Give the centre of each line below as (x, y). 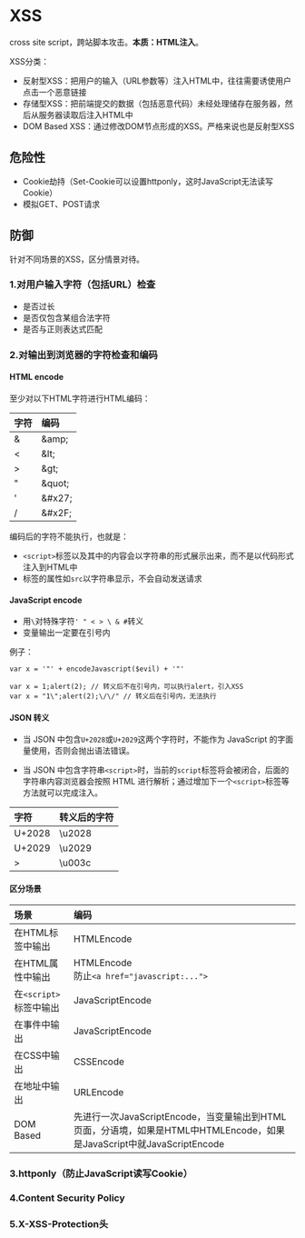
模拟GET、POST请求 (61, 204)
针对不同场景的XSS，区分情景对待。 (77, 259)
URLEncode (98, 1092)
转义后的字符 (86, 817)
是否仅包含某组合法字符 (66, 317)
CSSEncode (99, 1062)
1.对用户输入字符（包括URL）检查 (83, 285)
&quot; (55, 483)
